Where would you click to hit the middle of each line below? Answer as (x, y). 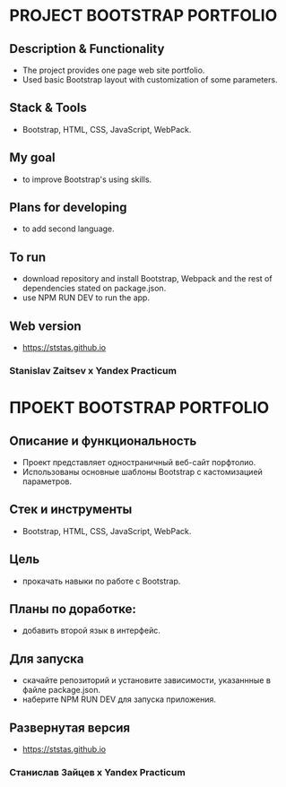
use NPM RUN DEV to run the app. (86, 298)
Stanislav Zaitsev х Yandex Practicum (93, 370)
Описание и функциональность (103, 441)
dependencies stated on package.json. (94, 289)
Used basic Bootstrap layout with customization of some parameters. (150, 80)
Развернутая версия (70, 727)
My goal (32, 158)
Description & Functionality (87, 49)
